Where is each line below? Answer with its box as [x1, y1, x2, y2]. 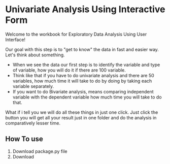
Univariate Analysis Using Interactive [5, 4, 165, 15]
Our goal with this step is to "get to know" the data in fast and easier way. [5, 46, 159, 52]
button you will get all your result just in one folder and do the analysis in [5, 114, 157, 120]
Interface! [5, 37, 26, 43]
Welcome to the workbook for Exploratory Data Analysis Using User [5, 31, 147, 37]
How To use [5, 135, 43, 143]
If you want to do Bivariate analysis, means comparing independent [12, 88, 154, 94]
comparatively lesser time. [5, 120, 61, 126]
